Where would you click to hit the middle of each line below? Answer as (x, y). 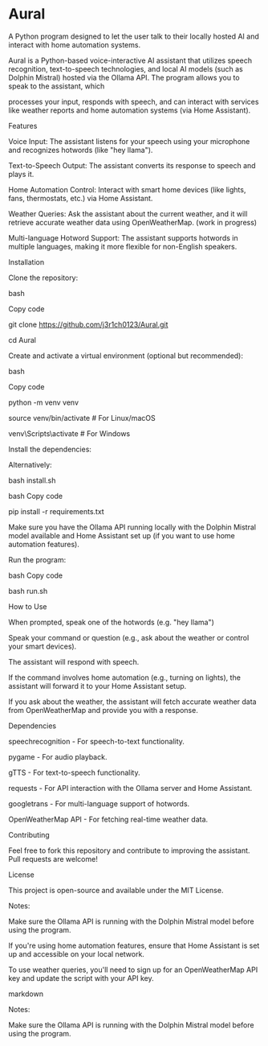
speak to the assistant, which (57, 86)
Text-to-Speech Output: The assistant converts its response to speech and (132, 165)
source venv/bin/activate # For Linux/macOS (82, 418)
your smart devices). (43, 646)
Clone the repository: (43, 278)
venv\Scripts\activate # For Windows (69, 433)
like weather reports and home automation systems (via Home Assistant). (130, 110)
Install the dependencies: (50, 449)
